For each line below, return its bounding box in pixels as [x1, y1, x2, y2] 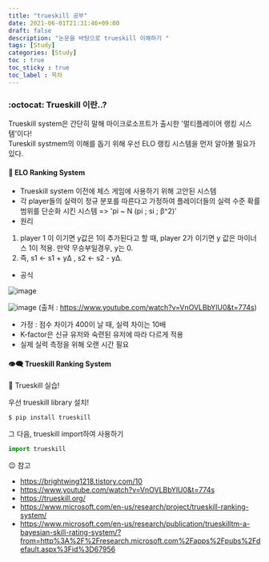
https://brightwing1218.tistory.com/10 [19, 476, 143, 486]
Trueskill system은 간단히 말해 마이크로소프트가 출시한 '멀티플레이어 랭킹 [8, 118, 238, 128]
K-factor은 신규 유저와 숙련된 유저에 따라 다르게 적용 [19, 329, 184, 340]
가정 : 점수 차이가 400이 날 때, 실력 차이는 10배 [19, 320, 167, 329]
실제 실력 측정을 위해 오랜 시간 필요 [19, 340, 130, 349]
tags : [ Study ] [8, 42, 56, 50]
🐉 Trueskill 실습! [8, 381, 60, 390]
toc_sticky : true [8, 64, 70, 72]
